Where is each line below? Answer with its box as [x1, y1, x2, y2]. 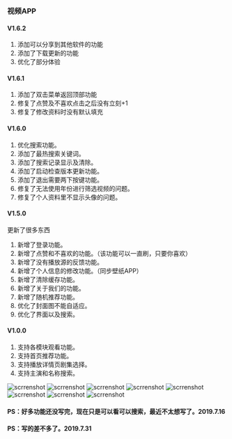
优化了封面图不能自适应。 [17, 301, 91, 309]
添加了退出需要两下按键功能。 [17, 176, 103, 184]
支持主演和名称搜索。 [17, 369, 79, 377]
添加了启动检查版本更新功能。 [17, 167, 103, 175]
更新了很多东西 [7, 225, 50, 234]
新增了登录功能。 [17, 240, 67, 249]
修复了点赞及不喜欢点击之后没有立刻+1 [17, 99, 128, 107]
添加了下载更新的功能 [17, 49, 79, 57]
